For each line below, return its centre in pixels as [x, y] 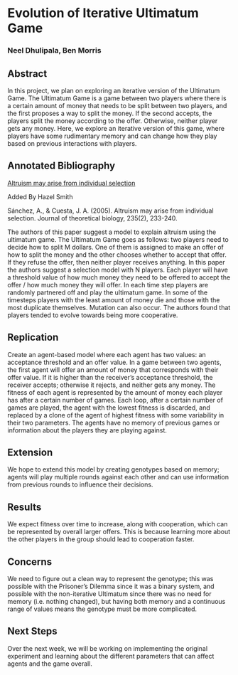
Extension [30, 452]
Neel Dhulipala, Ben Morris [54, 51]
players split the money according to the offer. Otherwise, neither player [113, 121]
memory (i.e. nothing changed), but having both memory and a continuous [117, 601]
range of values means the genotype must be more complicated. [102, 609]
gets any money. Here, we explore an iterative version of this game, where [116, 128]
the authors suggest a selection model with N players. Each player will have [118, 270]
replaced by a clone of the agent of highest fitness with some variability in [116, 415]
